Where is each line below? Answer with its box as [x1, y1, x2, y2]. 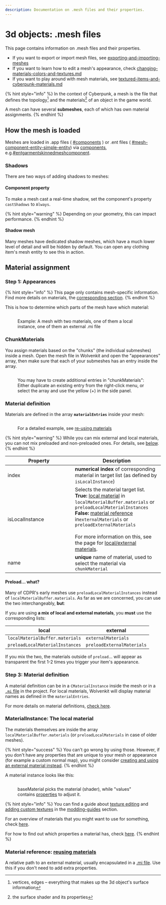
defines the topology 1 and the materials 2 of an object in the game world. [5, 96, 152, 103]
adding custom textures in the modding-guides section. [5, 806, 119, 812]
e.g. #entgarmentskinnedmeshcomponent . [5, 150, 91, 156]
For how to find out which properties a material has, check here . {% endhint [5, 831, 160, 836]
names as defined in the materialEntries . [5, 693, 90, 699]
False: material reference [75, 510, 133, 517]
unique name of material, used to [75, 554, 152, 561]
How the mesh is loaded [5, 126, 81, 135]
